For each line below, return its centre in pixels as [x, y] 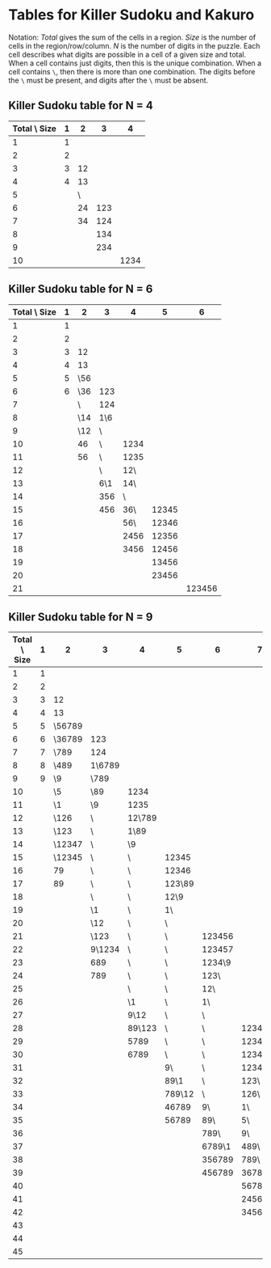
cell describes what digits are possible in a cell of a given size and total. [127, 54]
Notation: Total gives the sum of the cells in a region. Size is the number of [132, 37]
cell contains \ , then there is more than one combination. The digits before [132, 71]
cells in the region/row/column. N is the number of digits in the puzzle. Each [134, 45]
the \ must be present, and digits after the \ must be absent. [108, 80]
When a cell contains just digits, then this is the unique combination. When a [135, 63]
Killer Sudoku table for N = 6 [81, 289]
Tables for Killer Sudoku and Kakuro [131, 15]
